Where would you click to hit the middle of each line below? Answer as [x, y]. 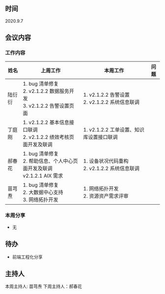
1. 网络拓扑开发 [101, 188]
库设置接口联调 [100, 137]
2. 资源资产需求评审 [106, 196]
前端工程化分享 [27, 257]
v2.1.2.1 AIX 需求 [43, 176]
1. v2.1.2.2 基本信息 [46, 122]
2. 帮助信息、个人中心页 [50, 161]
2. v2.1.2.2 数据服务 [46, 91]
